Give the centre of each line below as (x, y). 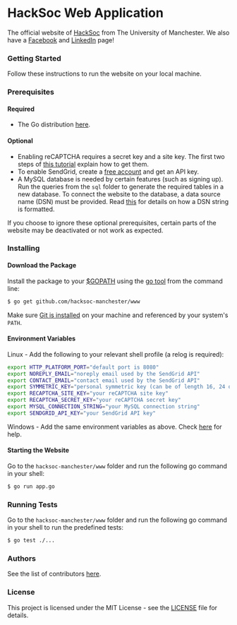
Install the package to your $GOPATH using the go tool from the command (115, 281)
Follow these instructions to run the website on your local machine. (105, 74)
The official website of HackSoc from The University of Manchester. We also (119, 32)
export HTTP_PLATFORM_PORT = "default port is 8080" (83, 367)
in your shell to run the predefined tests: (65, 528)
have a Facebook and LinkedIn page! (61, 40)
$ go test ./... (31, 541)
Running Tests (32, 504)
